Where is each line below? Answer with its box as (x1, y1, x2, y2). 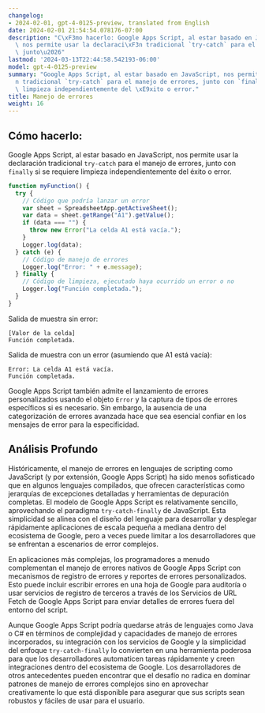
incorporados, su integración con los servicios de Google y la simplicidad (8, 637, 247, 647)
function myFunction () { (8, 182, 90, 190)
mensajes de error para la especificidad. (8, 420, 140, 429)
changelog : (8, 11, 44, 20)
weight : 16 (8, 100, 44, 108)
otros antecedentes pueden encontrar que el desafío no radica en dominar (8, 670, 251, 680)
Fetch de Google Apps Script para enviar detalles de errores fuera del (8, 596, 235, 605)
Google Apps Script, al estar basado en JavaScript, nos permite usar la (8, 149, 239, 159)
